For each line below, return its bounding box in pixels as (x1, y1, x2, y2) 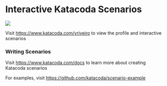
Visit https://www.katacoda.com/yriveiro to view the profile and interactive (5, 30, 162, 36)
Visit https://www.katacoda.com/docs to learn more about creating (5, 60, 146, 66)
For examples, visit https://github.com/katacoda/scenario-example (5, 75, 146, 81)
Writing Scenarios (5, 48, 51, 55)
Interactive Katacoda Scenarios (5, 4, 142, 15)
